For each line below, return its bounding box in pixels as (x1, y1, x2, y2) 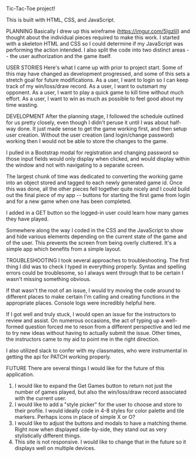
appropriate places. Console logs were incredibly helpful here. (6, 299, 156, 306)
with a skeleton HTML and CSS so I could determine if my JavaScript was (6, 40, 183, 47)
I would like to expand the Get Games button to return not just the (14, 382, 173, 389)
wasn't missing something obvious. (6, 276, 91, 282)
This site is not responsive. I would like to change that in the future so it (14, 438, 186, 445)
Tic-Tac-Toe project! (6, 5, 56, 12)
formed (6, 323, 24, 330)
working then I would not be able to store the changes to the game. (6, 138, 168, 144)
